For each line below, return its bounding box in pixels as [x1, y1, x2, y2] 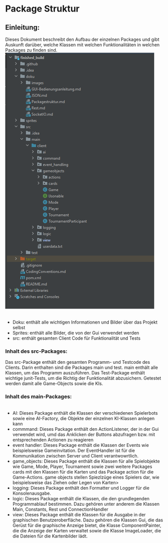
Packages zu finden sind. [5, 47, 58, 53]
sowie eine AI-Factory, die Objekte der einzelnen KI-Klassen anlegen [12, 415, 155, 421]
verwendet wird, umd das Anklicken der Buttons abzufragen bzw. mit [12, 431, 155, 437]
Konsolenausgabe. [12, 490, 51, 496]
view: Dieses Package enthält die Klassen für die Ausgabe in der [12, 511, 146, 517]
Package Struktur [5, 3, 80, 15]
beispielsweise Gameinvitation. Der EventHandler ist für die [12, 447, 135, 453]
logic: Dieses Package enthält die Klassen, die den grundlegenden [12, 495, 149, 501]
